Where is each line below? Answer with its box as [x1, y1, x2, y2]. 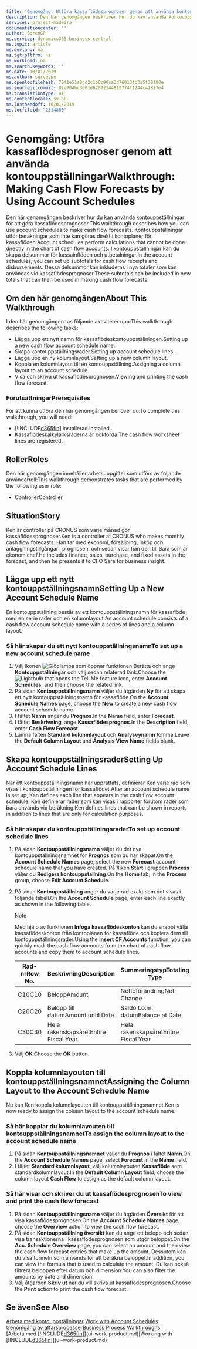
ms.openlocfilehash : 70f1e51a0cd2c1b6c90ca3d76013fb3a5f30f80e [6, 80, 164, 86]
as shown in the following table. [14, 901, 91, 908]
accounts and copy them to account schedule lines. [14, 949, 140, 956]
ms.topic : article [6, 42, 51, 48]
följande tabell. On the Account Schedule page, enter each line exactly [14, 895, 185, 902]
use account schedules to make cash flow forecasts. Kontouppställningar [6, 227, 184, 234]
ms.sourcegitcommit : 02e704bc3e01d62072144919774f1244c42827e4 [6, 85, 164, 91]
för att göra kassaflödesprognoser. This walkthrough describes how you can [6, 220, 189, 227]
